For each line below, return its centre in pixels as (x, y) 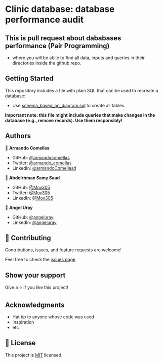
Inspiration (23, 322)
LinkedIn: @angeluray (34, 222)
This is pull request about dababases (63, 38)
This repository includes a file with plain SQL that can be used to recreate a (82, 90)
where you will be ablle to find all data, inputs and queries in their (78, 58)
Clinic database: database (60, 9)
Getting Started (29, 79)
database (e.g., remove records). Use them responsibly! (64, 120)
